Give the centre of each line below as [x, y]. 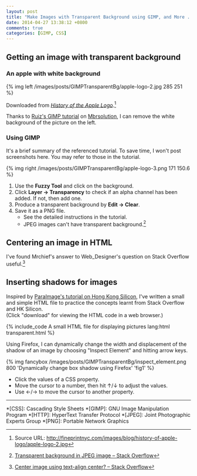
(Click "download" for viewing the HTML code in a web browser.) [85, 315]
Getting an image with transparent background [93, 57]
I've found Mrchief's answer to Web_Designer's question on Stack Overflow [98, 257]
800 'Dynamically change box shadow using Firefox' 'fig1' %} [80, 368]
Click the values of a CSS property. [57, 379]
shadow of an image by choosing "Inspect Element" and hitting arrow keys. [97, 350]
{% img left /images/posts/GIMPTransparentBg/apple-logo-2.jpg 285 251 [94, 86]
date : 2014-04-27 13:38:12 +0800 [47, 22]
